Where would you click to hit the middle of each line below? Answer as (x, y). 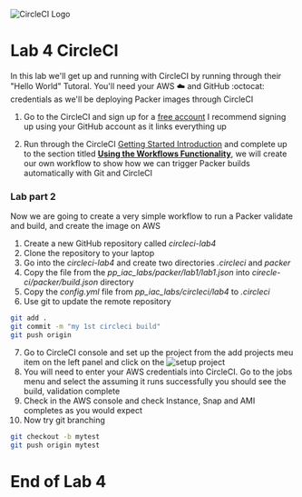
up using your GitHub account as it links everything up (125, 126)
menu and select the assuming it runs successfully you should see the (155, 381)
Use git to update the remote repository (97, 302)
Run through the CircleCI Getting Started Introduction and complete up (156, 144)
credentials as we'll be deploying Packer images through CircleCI (132, 99)
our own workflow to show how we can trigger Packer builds (136, 163)
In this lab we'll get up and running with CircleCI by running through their (146, 75)
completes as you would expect (83, 410)
